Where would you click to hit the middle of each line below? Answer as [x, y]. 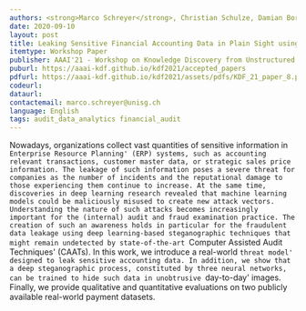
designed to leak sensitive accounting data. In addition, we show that [150, 261]
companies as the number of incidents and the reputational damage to [146, 178]
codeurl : [26, 85]
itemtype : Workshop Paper [58, 52]
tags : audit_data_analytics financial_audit [95, 119]
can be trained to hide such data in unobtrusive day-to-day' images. [145, 277]
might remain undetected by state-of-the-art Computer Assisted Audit [146, 243]
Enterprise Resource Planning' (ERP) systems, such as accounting [138, 154]
